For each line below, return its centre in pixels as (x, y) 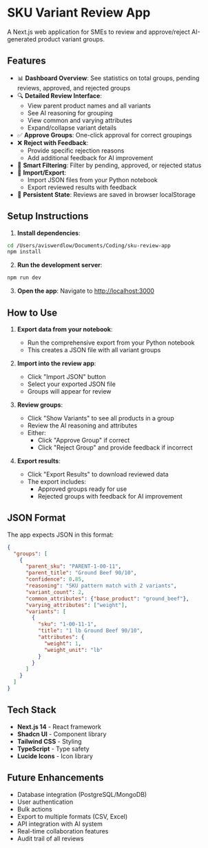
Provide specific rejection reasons (76, 151)
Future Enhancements (56, 778)
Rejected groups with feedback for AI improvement (110, 496)
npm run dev (24, 278)
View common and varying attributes (80, 120)
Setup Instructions (48, 216)
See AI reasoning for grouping (70, 113)
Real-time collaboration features (63, 831)
